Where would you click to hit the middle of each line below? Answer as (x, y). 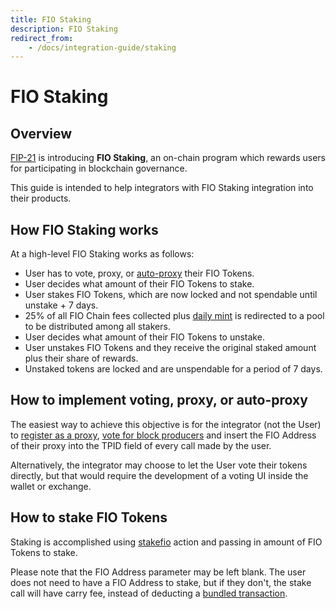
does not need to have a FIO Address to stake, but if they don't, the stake (161, 582)
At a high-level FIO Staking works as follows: (102, 254)
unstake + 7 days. (61, 305)
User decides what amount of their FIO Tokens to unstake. (144, 337)
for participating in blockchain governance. (99, 168)
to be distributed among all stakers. (97, 327)
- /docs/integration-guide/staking (102, 47)
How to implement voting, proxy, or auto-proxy (159, 400)
